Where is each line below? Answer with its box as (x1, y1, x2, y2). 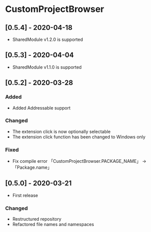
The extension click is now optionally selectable (12, 128, 111, 134)
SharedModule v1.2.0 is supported (12, 36, 83, 42)
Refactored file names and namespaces (12, 222, 94, 228)
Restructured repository (12, 216, 61, 222)
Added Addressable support (12, 105, 71, 111)
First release (12, 192, 38, 198)
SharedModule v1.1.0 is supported (12, 64, 82, 70)
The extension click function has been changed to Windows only (12, 133, 146, 140)
